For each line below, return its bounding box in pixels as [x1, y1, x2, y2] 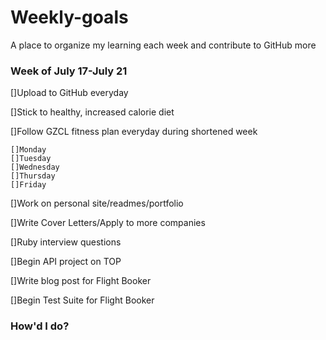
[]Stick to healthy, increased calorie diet [10, 106, 175, 118]
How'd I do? [10, 319, 70, 333]
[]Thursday [10, 171, 56, 181]
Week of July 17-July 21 [10, 64, 128, 78]
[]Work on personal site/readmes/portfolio [10, 197, 184, 210]
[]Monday [10, 145, 47, 155]
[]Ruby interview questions [10, 236, 122, 248]
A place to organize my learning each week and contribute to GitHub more [10, 39, 317, 51]
